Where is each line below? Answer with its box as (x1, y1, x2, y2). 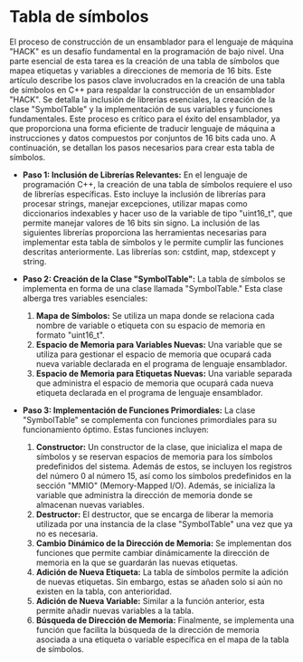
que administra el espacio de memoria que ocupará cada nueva (35, 378, 274, 389)
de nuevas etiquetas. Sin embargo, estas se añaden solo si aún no (35, 576, 283, 587)
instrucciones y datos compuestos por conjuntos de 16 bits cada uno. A (9, 132, 276, 143)
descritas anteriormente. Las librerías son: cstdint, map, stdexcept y (22, 246, 276, 257)
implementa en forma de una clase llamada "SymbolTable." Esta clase (22, 283, 283, 293)
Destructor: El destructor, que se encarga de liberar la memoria (35, 509, 274, 520)
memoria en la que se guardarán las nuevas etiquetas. (35, 557, 238, 568)
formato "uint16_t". (35, 329, 106, 341)
